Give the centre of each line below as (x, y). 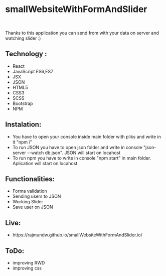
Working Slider (28, 202)
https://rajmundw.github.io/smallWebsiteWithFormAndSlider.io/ (77, 235)
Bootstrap (23, 103)
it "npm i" (22, 142)
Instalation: (23, 125)
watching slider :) (23, 38)
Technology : (26, 54)
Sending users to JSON (37, 196)
